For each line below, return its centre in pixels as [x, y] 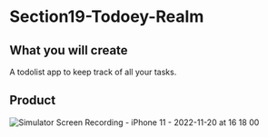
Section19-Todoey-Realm [107, 17]
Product [33, 100]
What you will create [69, 50]
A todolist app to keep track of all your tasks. [93, 72]
